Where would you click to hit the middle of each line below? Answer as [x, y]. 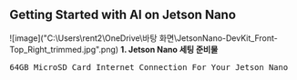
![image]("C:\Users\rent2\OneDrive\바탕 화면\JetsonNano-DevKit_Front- [143, 38]
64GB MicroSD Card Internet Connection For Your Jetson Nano [149, 67]
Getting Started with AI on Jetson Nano [123, 15]
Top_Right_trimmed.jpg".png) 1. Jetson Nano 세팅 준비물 [114, 49]
